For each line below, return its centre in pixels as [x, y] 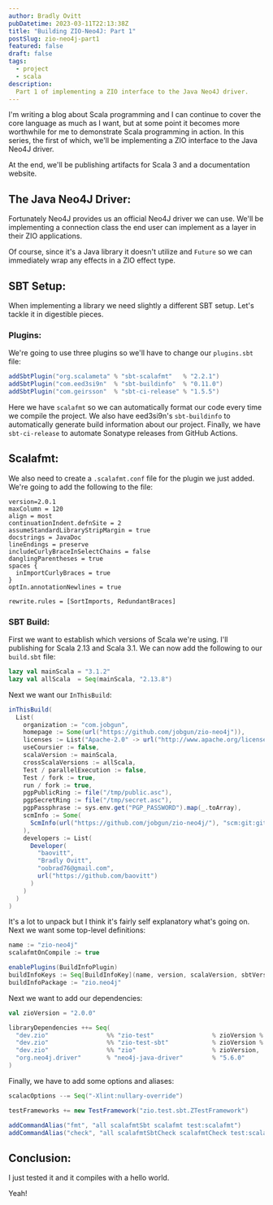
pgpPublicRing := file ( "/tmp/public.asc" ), [98, 793]
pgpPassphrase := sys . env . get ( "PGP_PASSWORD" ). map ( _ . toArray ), [132, 808]
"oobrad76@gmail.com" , [76, 868]
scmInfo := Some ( [52, 816]
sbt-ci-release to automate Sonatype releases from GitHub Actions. [123, 433]
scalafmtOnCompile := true [54, 953]
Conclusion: [40, 1158]
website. [23, 174]
